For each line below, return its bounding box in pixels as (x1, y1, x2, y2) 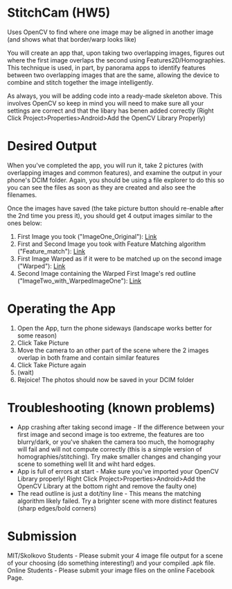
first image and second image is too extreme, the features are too (17, 430, 204, 438)
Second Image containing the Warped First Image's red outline (17, 269, 196, 277)
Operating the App (7, 301, 116, 317)
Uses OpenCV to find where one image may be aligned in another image (7, 28, 214, 36)
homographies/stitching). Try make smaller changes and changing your (17, 452, 222, 461)
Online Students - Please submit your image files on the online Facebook (7, 566, 215, 574)
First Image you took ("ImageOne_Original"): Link (17, 232, 157, 240)
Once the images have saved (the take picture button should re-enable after (7, 204, 224, 213)
